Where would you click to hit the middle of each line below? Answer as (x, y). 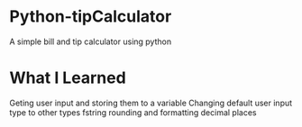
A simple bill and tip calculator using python (91, 41)
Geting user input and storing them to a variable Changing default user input (151, 103)
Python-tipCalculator (91, 17)
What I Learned (68, 78)
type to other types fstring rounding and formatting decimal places (133, 112)
